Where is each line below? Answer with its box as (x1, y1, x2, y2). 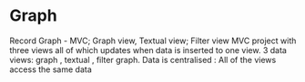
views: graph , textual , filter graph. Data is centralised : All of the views (9, 54, 277, 65)
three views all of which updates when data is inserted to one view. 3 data (9, 44, 287, 55)
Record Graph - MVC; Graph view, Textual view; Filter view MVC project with (9, 35, 297, 46)
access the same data (9, 64, 93, 75)
